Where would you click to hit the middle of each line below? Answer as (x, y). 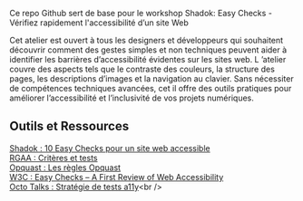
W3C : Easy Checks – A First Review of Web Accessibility (117, 177)
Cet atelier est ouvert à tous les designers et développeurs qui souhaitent (147, 40)
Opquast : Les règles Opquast (65, 167)
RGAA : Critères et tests (54, 158)
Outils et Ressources (69, 126)
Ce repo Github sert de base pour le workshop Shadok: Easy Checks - (141, 13)
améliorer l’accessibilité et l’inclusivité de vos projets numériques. (132, 98)
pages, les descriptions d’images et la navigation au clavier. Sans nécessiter (151, 79)
